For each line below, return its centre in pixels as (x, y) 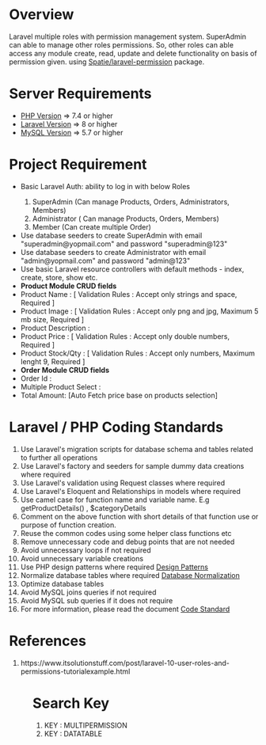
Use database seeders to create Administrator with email (113, 252)
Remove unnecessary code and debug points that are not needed (127, 542)
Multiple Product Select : (61, 386)
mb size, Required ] (52, 319)
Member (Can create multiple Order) (91, 226)
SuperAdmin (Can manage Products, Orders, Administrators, (131, 201)
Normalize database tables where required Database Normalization (130, 575)
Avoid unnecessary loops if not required (85, 550)
